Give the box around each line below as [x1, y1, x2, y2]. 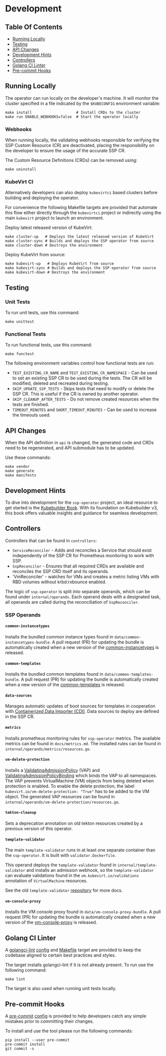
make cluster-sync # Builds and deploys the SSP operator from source [5, 239, 154, 244]
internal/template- [117, 863, 158, 868]
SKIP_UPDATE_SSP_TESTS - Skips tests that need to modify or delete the [12, 386, 155, 392]
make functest [5, 352, 35, 356]
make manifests [5, 473, 37, 478]
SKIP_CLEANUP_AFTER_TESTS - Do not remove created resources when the [12, 396, 160, 402]
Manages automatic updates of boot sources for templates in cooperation [5, 703, 156, 709]
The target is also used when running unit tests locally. [5, 986, 116, 991]
